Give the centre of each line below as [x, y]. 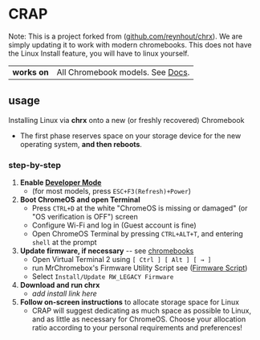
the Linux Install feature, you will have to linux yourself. [99, 53]
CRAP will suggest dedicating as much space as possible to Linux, [141, 311]
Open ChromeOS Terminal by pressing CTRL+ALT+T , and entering [137, 234]
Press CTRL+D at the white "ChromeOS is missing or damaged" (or [140, 208]
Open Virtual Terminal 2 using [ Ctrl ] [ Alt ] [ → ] [122, 260]
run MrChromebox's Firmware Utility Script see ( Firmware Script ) [140, 268]
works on [31, 72]
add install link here [65, 293]
